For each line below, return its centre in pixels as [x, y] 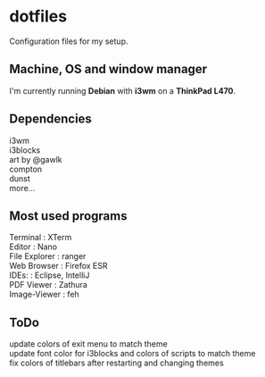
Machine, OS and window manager [108, 69]
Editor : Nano [33, 247]
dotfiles [38, 17]
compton [26, 169]
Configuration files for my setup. [69, 41]
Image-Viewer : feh [45, 294]
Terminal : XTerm [41, 238]
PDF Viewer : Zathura [48, 285]
